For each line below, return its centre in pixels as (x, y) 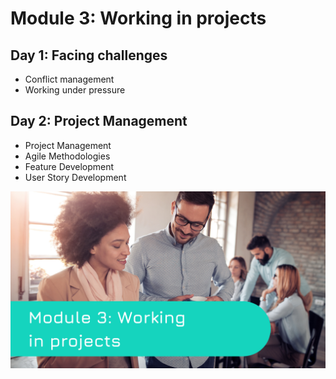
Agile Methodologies (67, 156)
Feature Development (69, 166)
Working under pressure (75, 90)
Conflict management (69, 79)
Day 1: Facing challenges (89, 55)
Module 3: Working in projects (138, 18)
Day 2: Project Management (99, 121)
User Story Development (75, 177)
